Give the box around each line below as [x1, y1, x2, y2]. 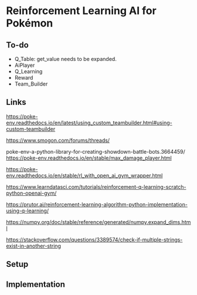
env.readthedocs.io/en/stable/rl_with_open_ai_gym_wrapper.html [6, 172, 163, 179]
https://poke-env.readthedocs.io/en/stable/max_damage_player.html [6, 154, 172, 161]
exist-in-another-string [6, 242, 62, 249]
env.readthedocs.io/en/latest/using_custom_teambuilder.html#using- [6, 119, 172, 126]
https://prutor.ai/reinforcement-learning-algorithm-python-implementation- [6, 201, 188, 208]
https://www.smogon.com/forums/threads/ [6, 137, 110, 144]
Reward [14, 74, 33, 81]
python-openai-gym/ [6, 189, 57, 196]
